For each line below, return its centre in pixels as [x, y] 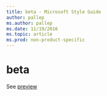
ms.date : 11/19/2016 [32, 29]
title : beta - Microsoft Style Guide [54, 12]
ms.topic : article [29, 34]
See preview [22, 86]
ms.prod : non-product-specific [46, 40]
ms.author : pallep [29, 23]
